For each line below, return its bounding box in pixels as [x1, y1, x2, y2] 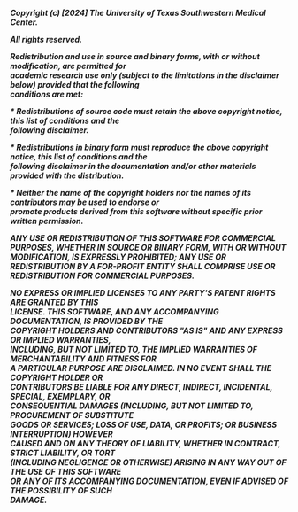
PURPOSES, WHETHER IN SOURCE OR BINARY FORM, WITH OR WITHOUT [10, 243, 287, 252]
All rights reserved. [10, 35, 83, 44]
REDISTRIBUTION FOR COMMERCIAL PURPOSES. [10, 270, 195, 281]
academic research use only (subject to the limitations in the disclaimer [10, 70, 279, 81]
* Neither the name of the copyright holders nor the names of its [10, 188, 251, 198]
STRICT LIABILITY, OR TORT [10, 447, 116, 458]
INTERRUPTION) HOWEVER [10, 429, 113, 439]
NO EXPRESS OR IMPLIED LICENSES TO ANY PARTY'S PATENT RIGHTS [10, 288, 277, 298]
